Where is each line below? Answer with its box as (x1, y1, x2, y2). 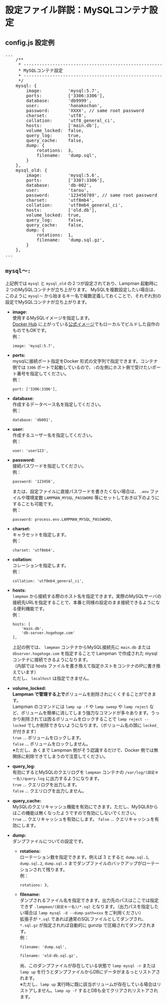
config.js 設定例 (5, 38, 55, 47)
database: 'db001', (12, 417, 53, 422)
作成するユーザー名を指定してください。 (12, 432, 95, 438)
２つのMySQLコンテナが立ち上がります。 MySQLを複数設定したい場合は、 (5, 287, 158, 293)
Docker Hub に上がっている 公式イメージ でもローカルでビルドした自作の (12, 321, 160, 327)
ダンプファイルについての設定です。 (12, 838, 86, 844)
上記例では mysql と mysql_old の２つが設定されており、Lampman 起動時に (5, 280, 158, 286)
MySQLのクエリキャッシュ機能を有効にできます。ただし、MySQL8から (12, 803, 158, 809)
